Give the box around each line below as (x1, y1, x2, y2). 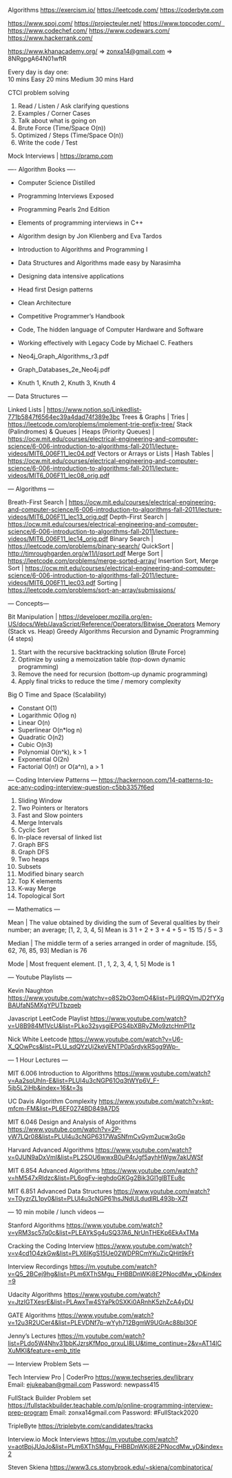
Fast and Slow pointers (17, 811, 83, 819)
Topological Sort (17, 892, 65, 900)
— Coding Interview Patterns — (8, 776, 98, 784)
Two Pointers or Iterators (17, 804, 89, 812)
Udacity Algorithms (8, 1291, 63, 1298)
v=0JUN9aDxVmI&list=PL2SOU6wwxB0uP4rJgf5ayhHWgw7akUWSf (8, 1153, 204, 1161)
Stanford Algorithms (8, 1221, 65, 1229)
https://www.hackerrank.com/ (8, 34, 93, 42)
